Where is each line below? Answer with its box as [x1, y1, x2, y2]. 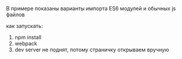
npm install [14, 34, 42, 40]
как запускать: [6, 23, 43, 29]
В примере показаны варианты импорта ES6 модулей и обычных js [6, 5, 176, 12]
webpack [14, 40, 37, 47]
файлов [6, 11, 25, 18]
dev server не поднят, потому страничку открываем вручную [14, 46, 170, 53]
